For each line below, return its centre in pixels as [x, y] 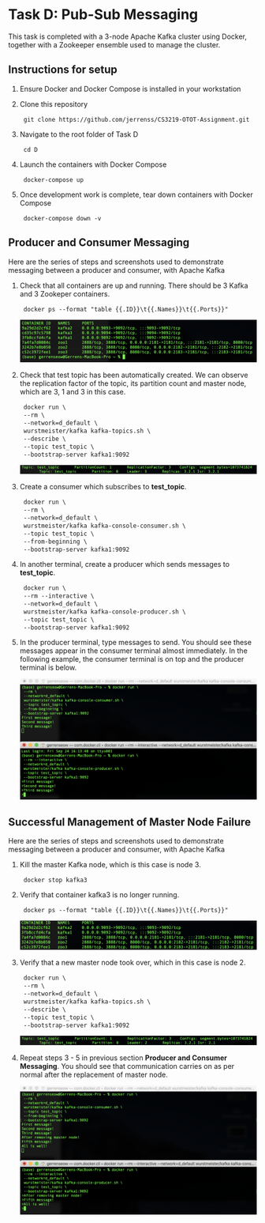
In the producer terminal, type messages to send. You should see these [136, 643]
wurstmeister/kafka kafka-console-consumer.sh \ [105, 526]
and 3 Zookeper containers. [65, 293]
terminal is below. [48, 668]
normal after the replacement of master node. [93, 1075]
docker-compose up [54, 179]
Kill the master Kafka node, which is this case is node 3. [110, 864]
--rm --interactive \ [59, 596]
